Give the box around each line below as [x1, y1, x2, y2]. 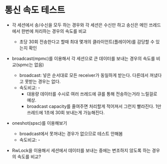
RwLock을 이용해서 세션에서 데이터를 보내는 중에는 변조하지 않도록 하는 [11, 147, 151, 153]
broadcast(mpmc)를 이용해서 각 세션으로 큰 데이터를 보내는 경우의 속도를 [11, 55, 156, 61]
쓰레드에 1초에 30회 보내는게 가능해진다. [26, 109, 105, 115]
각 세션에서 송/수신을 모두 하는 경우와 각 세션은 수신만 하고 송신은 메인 [11, 22, 148, 28]
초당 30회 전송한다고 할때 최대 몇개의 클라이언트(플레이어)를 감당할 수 [19, 38, 155, 45]
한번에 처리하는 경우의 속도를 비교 [21, 28, 87, 34]
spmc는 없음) [17, 62, 44, 68]
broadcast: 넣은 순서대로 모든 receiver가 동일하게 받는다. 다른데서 [19, 72, 149, 78]
